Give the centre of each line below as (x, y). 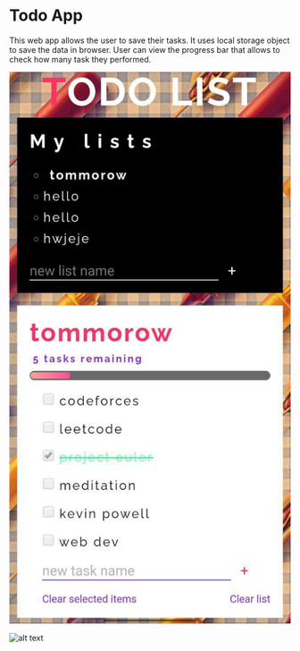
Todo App (46, 16)
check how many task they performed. (80, 59)
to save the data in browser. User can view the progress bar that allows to (145, 49)
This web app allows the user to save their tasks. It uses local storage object (150, 40)
